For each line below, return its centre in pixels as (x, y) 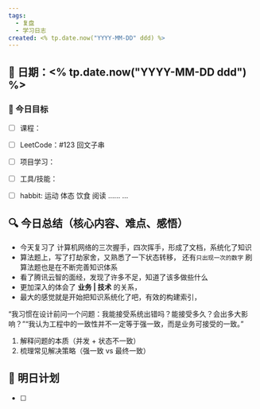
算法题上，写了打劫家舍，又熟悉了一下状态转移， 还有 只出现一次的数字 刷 (136, 257)
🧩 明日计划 (34, 378)
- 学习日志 (31, 30)
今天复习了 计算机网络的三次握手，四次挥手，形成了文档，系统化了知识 (136, 247)
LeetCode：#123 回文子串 (62, 145)
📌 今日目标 (29, 109)
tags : (17, 16)
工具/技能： (39, 179)
